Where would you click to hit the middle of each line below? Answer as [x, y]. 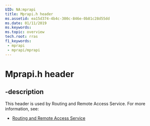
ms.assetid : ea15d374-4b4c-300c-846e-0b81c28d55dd [57, 18]
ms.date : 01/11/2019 [26, 23]
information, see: [22, 109]
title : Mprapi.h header [29, 14]
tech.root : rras [21, 37]
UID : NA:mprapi [20, 9]
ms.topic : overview [25, 32]
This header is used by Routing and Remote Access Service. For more [75, 103]
